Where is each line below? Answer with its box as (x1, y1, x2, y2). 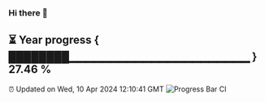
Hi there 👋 (8, 7, 49, 19)
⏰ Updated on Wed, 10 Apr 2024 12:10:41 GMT (8, 84, 164, 94)
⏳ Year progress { (8, 33, 100, 47)
